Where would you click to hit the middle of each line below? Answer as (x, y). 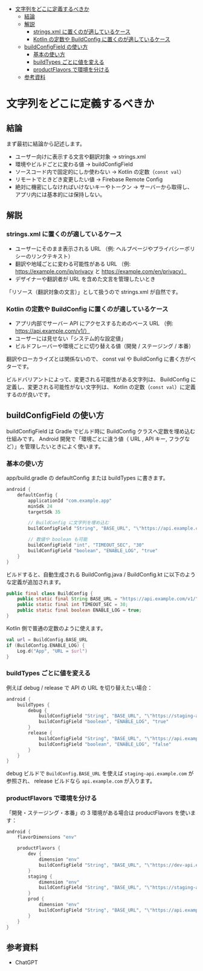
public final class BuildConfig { (50, 593)
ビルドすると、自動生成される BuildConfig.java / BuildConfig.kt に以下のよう (101, 574)
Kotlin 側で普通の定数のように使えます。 (56, 628)
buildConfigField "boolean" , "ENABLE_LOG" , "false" (105, 744)
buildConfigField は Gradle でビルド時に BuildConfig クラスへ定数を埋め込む (101, 431)
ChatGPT (26, 963)
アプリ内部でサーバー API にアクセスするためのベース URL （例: (94, 323)
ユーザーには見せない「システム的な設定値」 (71, 338)
